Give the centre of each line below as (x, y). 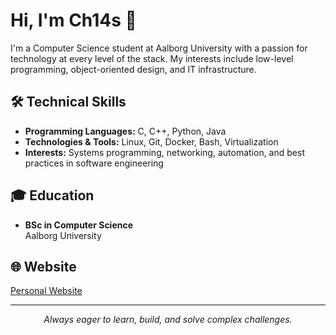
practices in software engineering (94, 163)
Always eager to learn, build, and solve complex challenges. (168, 320)
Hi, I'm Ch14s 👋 (73, 20)
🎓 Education (52, 195)
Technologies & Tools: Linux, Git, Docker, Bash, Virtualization (151, 141)
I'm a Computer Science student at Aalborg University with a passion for (159, 48)
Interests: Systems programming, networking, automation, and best (164, 152)
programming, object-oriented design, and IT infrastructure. (133, 69)
